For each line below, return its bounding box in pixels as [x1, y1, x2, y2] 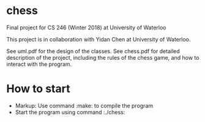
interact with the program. [6, 60, 72, 68]
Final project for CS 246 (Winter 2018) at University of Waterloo [6, 24, 166, 31]
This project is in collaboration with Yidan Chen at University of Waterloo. [6, 35, 191, 43]
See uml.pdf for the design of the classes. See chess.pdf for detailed [6, 47, 181, 55]
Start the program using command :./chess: [15, 108, 125, 116]
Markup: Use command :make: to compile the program [15, 102, 154, 109]
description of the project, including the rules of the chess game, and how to [6, 54, 199, 61]
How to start [6, 82, 70, 96]
